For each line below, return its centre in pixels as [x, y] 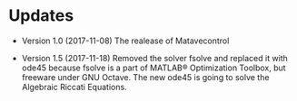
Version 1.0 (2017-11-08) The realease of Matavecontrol [125, 41]
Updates [41, 16]
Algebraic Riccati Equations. [74, 87]
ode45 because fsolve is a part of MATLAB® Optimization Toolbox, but [154, 68]
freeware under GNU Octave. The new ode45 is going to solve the [145, 77]
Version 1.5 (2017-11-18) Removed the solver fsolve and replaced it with [154, 58]
